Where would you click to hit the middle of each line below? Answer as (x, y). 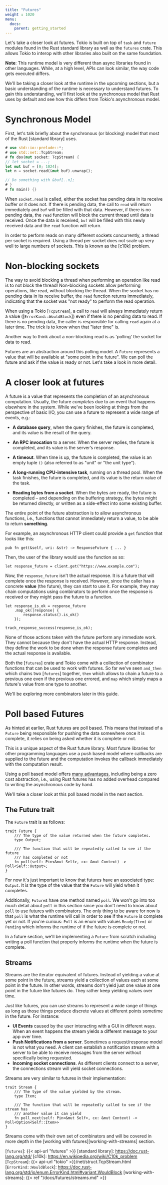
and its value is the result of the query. (52, 432)
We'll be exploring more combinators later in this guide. (62, 694)
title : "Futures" (23, 10)
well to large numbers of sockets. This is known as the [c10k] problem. (78, 246)
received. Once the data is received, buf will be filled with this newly (75, 220)
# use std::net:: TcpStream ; (34, 152)
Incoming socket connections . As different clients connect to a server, (85, 1063)
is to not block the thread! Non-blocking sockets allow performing (73, 285)
